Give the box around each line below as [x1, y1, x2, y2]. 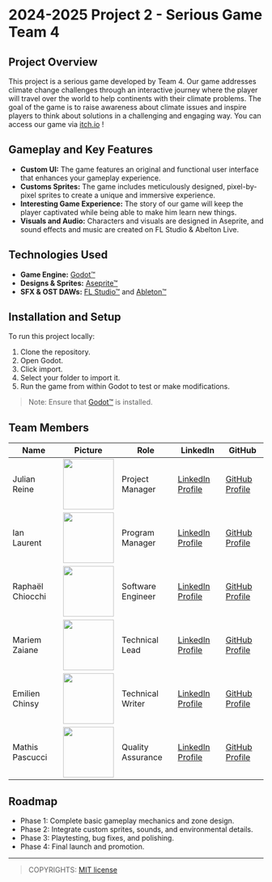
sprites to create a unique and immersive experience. [37, 190, 216, 200]
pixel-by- [226, 181, 257, 191]
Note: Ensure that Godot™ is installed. [28, 397, 153, 407]
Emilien [12, 688, 40, 699]
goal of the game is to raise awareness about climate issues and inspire [8, 103, 247, 112]
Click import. [19, 364, 63, 374]
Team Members [8, 421, 89, 435]
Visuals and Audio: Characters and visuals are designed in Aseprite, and [19, 216, 265, 226]
